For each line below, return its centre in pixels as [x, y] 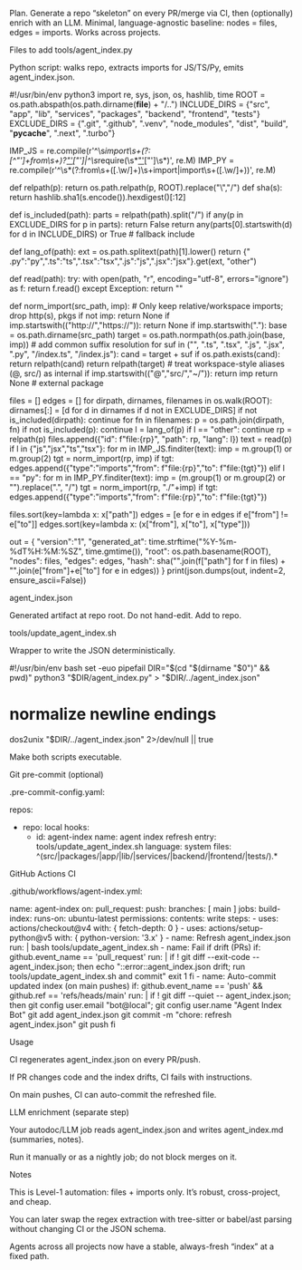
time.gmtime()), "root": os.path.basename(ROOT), [178, 551]
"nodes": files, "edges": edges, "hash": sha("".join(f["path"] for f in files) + [148, 561]
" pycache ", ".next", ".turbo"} [62, 133]
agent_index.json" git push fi [62, 1024]
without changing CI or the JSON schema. [88, 1228]
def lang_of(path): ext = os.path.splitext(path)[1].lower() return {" [130, 252]
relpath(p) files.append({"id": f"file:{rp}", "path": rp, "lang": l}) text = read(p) [151, 439]
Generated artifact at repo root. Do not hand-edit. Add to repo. [126, 615]
